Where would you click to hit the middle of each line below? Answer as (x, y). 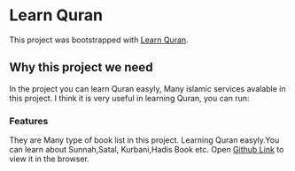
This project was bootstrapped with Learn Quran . (99, 40)
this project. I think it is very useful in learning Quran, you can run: (129, 98)
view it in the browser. (50, 159)
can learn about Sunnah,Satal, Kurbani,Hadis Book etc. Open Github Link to (147, 150)
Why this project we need (81, 67)
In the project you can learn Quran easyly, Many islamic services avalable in (147, 88)
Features (29, 121)
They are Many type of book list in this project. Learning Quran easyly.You (144, 140)
